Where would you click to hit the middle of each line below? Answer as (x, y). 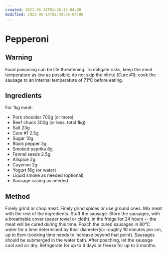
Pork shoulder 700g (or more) (43, 117)
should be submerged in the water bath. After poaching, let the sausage (79, 240)
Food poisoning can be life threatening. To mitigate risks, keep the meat (79, 69)
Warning (19, 58)
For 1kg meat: (19, 108)
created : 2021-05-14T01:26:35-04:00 (43, 10)
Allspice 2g (24, 159)
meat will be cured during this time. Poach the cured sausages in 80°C (78, 224)
